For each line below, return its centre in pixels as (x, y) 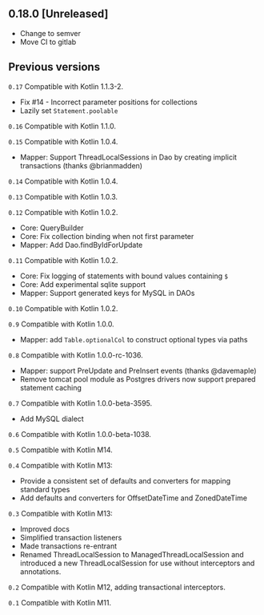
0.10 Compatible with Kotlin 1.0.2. (63, 308)
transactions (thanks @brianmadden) (81, 165)
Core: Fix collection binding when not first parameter (107, 236)
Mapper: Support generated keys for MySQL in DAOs (107, 293)
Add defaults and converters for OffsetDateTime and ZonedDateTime (134, 498)
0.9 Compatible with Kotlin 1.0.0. (61, 324)
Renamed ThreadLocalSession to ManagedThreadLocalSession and (132, 554)
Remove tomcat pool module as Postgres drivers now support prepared (138, 379)
